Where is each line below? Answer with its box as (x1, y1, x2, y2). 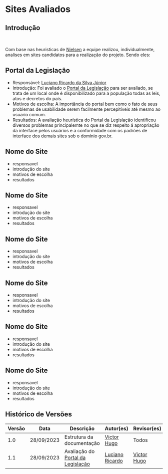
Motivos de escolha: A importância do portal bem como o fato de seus (12, 101, 157, 107)
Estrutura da (64, 433, 93, 440)
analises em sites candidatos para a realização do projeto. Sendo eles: (5, 52, 150, 58)
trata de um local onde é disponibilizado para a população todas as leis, (12, 90, 160, 96)
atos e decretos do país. (12, 95, 62, 101)
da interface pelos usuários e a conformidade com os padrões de (12, 127, 147, 133)
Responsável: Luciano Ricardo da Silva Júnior (12, 79, 106, 86)
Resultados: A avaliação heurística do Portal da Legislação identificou (12, 117, 156, 123)
